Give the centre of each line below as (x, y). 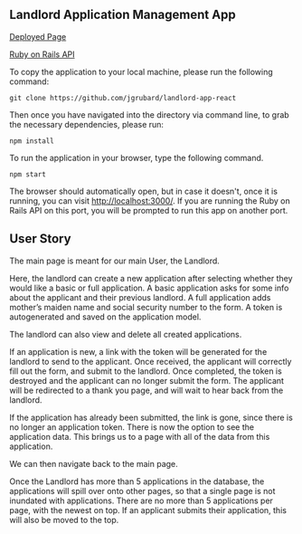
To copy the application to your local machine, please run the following (141, 72)
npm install (32, 141)
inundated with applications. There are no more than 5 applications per (142, 501)
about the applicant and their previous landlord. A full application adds (140, 297)
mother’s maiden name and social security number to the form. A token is (146, 307)
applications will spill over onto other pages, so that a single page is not (142, 491)
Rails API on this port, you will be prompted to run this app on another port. (149, 210)
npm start (28, 174)
